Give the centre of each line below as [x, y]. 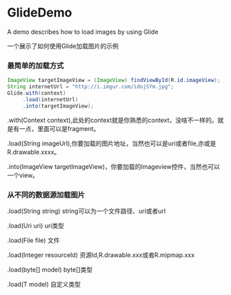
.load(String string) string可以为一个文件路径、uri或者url [87, 211]
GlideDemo [40, 13]
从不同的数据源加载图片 [46, 194]
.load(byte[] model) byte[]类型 [50, 269]
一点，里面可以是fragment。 [59, 128]
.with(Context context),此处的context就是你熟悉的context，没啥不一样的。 [112, 120]
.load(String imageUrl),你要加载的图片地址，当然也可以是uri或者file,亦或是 [112, 143]
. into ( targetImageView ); [58, 106]
